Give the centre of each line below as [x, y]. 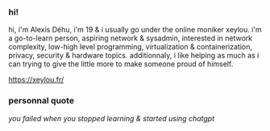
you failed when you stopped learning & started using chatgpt [112, 118]
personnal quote [42, 101]
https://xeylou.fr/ [36, 80]
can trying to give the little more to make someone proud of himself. [121, 64]
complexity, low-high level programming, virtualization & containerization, [130, 47]
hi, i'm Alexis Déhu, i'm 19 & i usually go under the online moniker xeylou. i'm [135, 30]
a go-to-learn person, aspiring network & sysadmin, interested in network [131, 38]
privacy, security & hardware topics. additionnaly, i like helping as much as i [134, 56]
